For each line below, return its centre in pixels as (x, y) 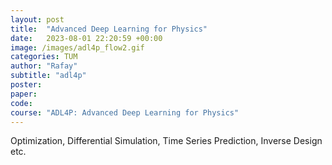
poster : (26, 85)
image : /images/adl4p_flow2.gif (77, 47)
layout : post (37, 19)
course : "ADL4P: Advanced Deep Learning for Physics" (125, 112)
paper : (24, 94)
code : (21, 103)
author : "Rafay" (44, 66)
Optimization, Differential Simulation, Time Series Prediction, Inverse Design (166, 141)
